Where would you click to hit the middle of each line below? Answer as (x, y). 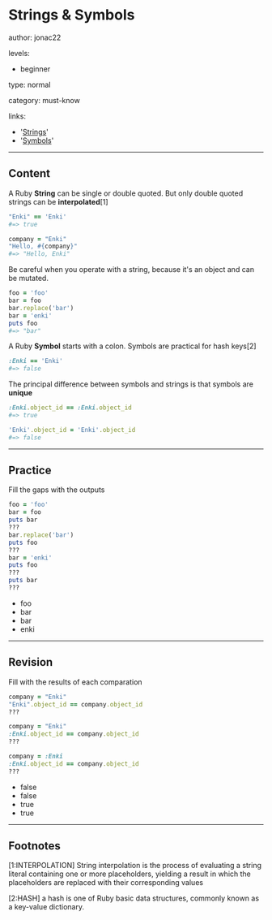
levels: (19, 53)
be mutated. (28, 279)
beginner (35, 69)
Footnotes (34, 846)
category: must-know (45, 100)
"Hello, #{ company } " (43, 246)
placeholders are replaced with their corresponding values (106, 883)
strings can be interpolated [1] (58, 201)
